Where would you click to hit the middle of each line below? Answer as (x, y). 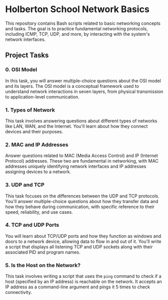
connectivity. (19, 292)
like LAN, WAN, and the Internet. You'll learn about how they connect (77, 126)
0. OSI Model (21, 70)
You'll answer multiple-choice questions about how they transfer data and (82, 201)
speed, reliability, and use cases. (39, 212)
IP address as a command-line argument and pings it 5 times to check (78, 287)
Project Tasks (27, 55)
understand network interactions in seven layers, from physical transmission (84, 91)
